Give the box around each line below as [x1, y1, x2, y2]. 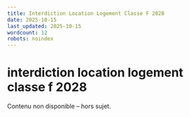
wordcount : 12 [7, 29, 48, 36]
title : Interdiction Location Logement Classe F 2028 [7, 10, 165, 17]
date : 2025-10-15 [7, 16, 57, 23]
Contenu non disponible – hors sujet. [7, 102, 112, 110]
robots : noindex [7, 36, 54, 42]
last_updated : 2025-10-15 [7, 23, 81, 29]
